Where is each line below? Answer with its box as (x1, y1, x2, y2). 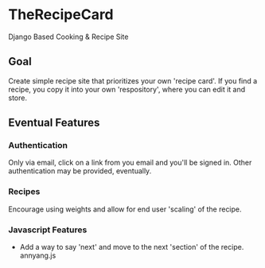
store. (8, 93, 28, 103)
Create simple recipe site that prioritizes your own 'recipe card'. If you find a (8, 76, 258, 85)
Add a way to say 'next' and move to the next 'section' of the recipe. (19, 243, 244, 252)
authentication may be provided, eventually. (8, 166, 152, 176)
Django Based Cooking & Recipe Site (8, 32, 129, 41)
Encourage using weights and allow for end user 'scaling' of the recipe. (8, 204, 242, 214)
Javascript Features (8, 224, 88, 235)
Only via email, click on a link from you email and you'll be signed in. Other (8, 157, 252, 168)
